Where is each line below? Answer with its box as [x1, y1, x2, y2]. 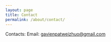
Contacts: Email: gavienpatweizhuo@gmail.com [5, 31, 106, 37]
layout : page [5, 7, 33, 13]
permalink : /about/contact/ [5, 17, 65, 22]
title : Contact [5, 12, 38, 17]
